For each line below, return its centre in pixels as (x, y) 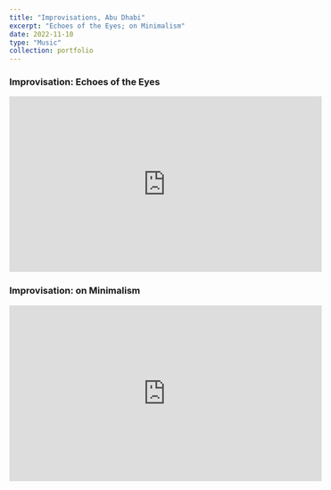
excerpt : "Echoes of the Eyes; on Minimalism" (97, 26)
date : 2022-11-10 (41, 34)
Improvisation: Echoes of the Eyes (85, 82)
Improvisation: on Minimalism (75, 291)
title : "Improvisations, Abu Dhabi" (77, 17)
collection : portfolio (51, 51)
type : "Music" (36, 42)
